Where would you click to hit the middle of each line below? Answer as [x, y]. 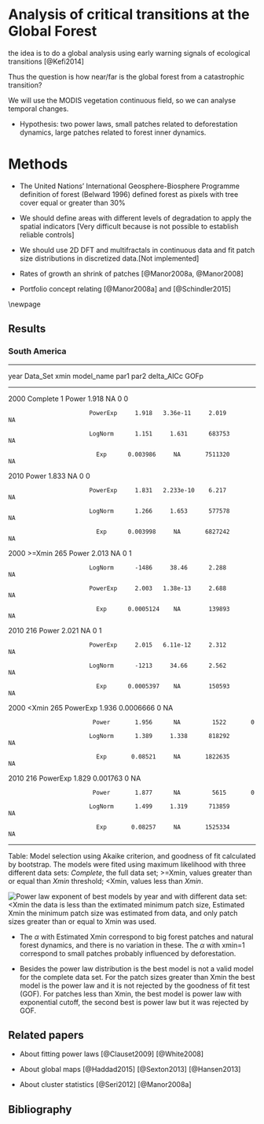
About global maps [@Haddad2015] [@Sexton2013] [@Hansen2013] [130, 1070]
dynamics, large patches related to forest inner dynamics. [113, 132]
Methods [38, 164]
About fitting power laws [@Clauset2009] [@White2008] [112, 1054]
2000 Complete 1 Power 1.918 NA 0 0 [68, 399]
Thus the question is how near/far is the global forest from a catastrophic [126, 76]
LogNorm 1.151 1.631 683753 [159, 434]
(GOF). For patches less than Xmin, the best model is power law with [130, 993]
